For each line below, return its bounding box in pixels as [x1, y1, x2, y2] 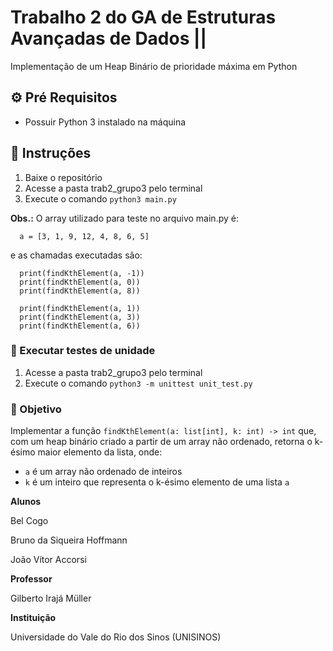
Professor [10, 573, 53, 585]
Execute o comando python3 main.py [24, 192, 177, 205]
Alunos [10, 496, 42, 508]
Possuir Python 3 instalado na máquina [24, 116, 187, 128]
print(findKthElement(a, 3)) [19, 312, 141, 322]
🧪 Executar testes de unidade [10, 344, 156, 358]
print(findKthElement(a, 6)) [19, 321, 141, 331]
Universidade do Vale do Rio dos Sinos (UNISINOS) [10, 631, 222, 643]
